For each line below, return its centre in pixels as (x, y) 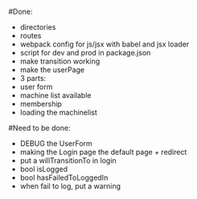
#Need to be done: (39, 128)
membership (41, 104)
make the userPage (52, 70)
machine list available (55, 95)
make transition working (60, 61)
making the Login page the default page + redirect (103, 152)
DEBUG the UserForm (56, 143)
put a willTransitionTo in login (68, 160)
